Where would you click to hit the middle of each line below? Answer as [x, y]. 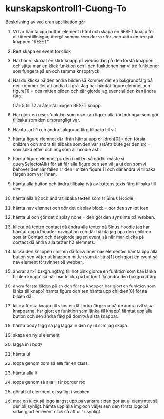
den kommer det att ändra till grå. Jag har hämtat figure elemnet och [82, 85]
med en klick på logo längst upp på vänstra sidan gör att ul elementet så [85, 401]
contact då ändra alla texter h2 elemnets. [54, 242]
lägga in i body [28, 344]
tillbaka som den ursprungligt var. [46, 120]
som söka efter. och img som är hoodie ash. [57, 149]
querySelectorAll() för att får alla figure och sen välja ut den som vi [79, 164]
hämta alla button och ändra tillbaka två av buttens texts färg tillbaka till [84, 184]
